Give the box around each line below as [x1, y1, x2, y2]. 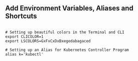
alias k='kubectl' [5, 51, 44, 57]
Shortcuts [5, 12, 37, 21]
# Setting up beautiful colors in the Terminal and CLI [5, 30, 124, 35]
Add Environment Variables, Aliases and [5, 4, 134, 13]
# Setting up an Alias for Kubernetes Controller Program [5, 47, 129, 52]
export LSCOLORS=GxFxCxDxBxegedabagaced [5, 38, 91, 43]
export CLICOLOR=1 [5, 34, 44, 39]
